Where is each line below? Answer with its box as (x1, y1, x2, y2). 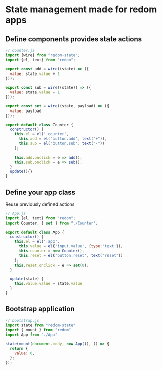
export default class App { (5, 230, 65, 235)
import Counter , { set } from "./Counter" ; (5, 220, 98, 226)
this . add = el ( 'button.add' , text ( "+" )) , (18, 136, 107, 141)
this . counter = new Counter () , (18, 248, 85, 254)
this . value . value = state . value (14, 281, 82, 286)
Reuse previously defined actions (5, 201, 75, 207)
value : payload (10, 108, 42, 114)
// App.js (5, 211, 26, 216)
